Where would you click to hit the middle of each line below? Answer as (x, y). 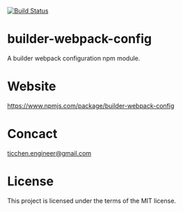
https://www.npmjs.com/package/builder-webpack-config (91, 105)
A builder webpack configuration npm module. (74, 58)
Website (32, 86)
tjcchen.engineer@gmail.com (49, 153)
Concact (32, 134)
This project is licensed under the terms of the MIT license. (91, 200)
